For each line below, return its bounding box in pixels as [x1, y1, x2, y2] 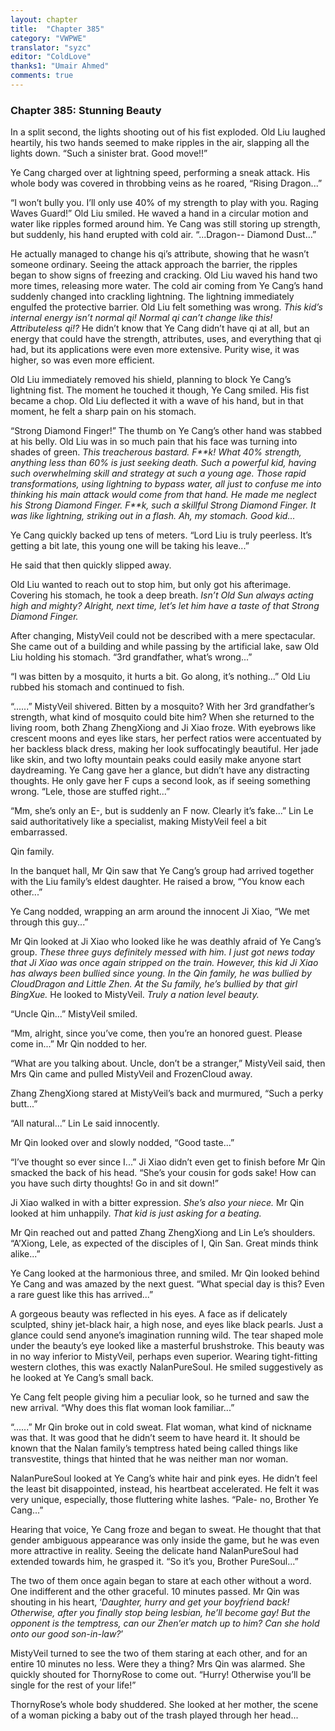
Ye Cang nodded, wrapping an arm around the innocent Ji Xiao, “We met [10, 906, 310, 918]
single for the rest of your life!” [10, 1679, 137, 1691]
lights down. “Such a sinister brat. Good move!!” [10, 147, 208, 160]
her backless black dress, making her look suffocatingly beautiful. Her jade [10, 743, 319, 755]
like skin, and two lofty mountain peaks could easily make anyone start [10, 754, 302, 766]
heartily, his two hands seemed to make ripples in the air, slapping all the [10, 137, 310, 149]
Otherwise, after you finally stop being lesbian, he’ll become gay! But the [10, 1607, 311, 1619]
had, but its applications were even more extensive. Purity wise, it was [10, 344, 300, 356]
